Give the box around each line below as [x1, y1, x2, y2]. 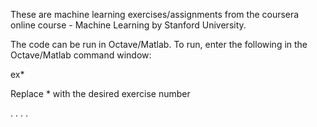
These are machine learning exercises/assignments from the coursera [10, 9, 300, 20]
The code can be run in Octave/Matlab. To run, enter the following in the [10, 39, 308, 50]
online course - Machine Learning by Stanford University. [10, 19, 247, 31]
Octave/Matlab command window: [10, 49, 152, 61]
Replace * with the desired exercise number [10, 88, 191, 99]
